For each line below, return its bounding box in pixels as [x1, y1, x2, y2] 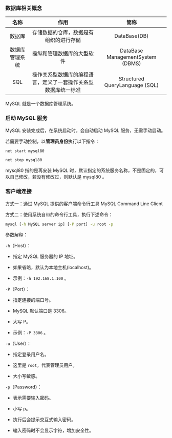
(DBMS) [122, 60, 141, 67]
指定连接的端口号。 [12, 297, 54, 303]
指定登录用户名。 [12, 351, 49, 357]
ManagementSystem [106, 54, 157, 61]
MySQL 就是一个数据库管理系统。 [5, 101, 76, 107]
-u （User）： [5, 340, 32, 346]
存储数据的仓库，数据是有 [32, 29, 94, 36]
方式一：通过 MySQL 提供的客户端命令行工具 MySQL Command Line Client [5, 201, 163, 207]
